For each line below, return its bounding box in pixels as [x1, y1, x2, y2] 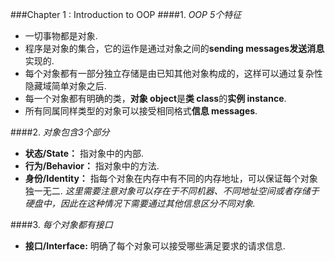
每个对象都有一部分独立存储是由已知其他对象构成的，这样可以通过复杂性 [24, 68, 323, 79]
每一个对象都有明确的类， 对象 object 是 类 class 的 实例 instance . [24, 93, 287, 104]
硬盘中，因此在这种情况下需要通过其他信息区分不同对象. [24, 198, 256, 209]
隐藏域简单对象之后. [24, 80, 107, 92]
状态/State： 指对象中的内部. [24, 148, 145, 159]
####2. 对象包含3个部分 [10, 126, 110, 138]
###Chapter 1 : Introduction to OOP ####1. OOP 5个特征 [10, 9, 242, 20]
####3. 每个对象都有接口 [10, 219, 113, 230]
